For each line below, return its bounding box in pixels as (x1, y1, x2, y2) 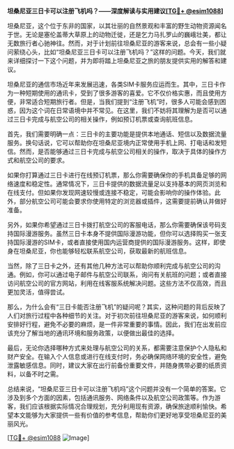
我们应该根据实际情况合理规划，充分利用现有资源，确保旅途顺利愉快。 (19, 402, 221, 411)
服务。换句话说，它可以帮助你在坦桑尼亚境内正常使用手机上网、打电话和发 (7, 139, 221, 147)
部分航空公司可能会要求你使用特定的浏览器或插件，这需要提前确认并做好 (19, 197, 227, 205)
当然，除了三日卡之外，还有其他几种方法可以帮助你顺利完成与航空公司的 (7, 262, 214, 270)
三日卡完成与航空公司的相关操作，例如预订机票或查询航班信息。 (13, 115, 196, 123)
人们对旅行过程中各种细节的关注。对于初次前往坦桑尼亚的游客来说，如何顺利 (7, 311, 227, 320)
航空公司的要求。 (19, 156, 68, 164)
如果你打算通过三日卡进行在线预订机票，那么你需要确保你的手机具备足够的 (7, 171, 221, 179)
